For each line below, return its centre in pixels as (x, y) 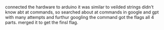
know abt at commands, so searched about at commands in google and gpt (82, 12)
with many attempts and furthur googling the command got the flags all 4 (80, 17)
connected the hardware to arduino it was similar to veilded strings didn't (80, 7)
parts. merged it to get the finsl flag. (42, 22)
